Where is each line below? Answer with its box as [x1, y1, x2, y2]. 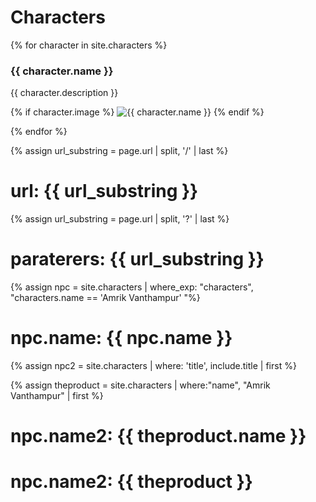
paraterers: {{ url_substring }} [10, 248, 265, 271]
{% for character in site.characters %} [10, 39, 168, 51]
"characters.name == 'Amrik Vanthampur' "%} [10, 292, 201, 304]
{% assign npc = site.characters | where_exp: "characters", [10, 281, 254, 293]
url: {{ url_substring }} [10, 180, 199, 203]
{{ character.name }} [10, 64, 114, 78]
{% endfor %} [10, 126, 68, 138]
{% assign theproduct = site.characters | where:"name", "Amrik [10, 379, 271, 391]
